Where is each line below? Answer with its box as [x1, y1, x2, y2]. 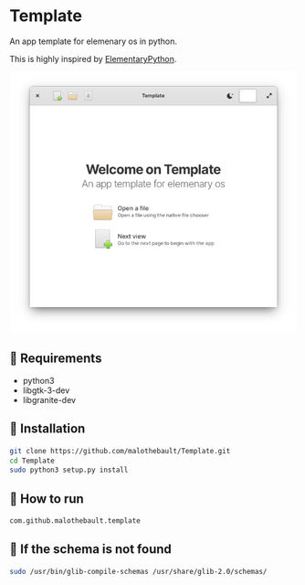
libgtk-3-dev [22, 385, 70, 396]
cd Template [9, 456, 55, 465]
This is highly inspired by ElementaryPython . [9, 53, 177, 64]
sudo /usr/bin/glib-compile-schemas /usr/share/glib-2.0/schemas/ [9, 567, 268, 576]
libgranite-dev [22, 394, 76, 405]
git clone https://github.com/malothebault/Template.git [9, 446, 231, 455]
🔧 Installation [9, 421, 86, 437]
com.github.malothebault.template [9, 516, 142, 526]
